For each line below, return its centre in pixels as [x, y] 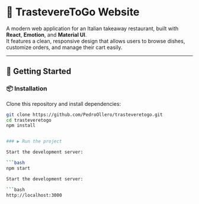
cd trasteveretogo [29, 120]
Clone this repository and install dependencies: [64, 103]
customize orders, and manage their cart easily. [64, 47]
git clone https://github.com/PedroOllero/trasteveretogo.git [84, 115]
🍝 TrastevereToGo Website [73, 12]
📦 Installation [27, 89]
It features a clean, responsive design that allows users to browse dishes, [96, 41]
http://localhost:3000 [34, 195]
